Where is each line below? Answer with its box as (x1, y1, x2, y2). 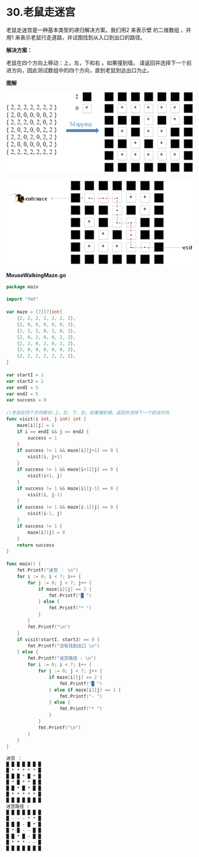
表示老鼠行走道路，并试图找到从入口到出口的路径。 (20, 33, 146, 41)
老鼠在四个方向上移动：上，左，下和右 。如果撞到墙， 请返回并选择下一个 (6, 59, 186, 66)
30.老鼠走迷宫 (6, 5, 76, 19)
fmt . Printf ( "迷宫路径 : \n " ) (27, 655, 97, 662)
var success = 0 (6, 397, 46, 403)
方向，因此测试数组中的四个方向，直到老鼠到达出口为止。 (11, 66, 153, 73)
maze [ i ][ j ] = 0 (27, 529, 66, 535)
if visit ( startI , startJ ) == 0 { (17, 637, 100, 643)
